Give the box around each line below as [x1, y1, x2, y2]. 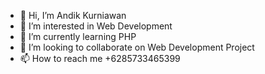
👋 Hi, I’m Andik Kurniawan [19, 10, 127, 21]
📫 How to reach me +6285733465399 [19, 53, 181, 64]
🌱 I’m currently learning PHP [19, 31, 137, 42]
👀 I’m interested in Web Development [19, 20, 173, 32]
